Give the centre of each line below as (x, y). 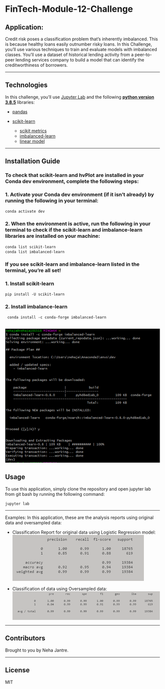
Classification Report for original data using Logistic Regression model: (84, 532)
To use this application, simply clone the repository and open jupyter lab (78, 489)
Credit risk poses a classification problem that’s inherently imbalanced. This (82, 39)
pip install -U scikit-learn (35, 294)
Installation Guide (33, 161)
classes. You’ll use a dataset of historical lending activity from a (69, 55)
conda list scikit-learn (30, 247)
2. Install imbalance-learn (36, 307)
